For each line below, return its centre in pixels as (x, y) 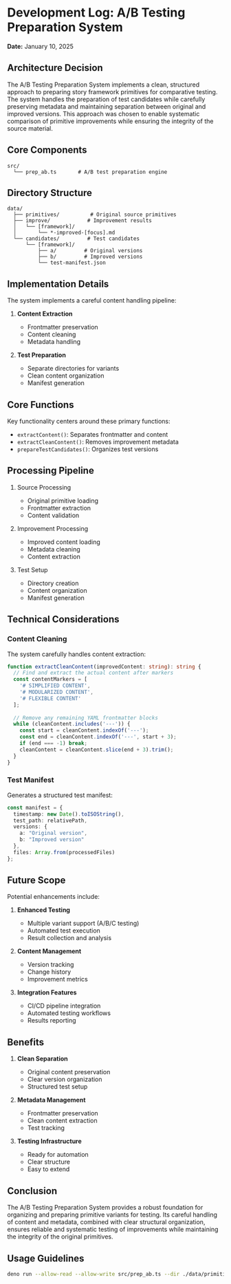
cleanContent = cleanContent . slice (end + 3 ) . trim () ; (97, 750)
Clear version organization (65, 1079)
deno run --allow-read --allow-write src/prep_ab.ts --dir (93, 1274)
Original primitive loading (63, 501)
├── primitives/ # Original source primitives (95, 215)
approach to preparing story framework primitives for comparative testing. (112, 91)
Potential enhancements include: (53, 897)
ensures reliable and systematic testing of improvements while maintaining (113, 1230)
